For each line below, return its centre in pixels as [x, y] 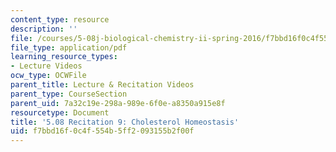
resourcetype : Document [60, 112]
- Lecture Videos [46, 66]
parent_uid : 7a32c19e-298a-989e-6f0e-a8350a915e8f [118, 103]
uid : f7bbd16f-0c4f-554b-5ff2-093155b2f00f [102, 131]
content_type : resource [60, 19]
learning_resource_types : [64, 57]
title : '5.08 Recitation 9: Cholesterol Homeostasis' [125, 122]
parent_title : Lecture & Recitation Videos [102, 85]
